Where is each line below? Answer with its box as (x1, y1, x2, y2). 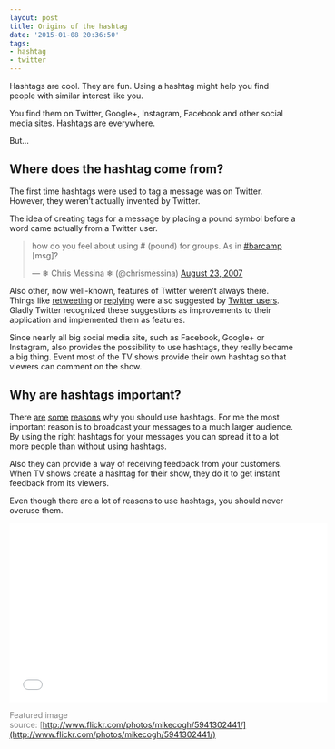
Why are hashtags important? (9, 388, 182, 403)
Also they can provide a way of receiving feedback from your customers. (9, 458, 282, 469)
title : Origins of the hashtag (9, 22, 128, 31)
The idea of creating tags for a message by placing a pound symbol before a (9, 213, 296, 224)
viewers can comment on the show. (9, 360, 143, 371)
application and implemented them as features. (9, 314, 186, 325)
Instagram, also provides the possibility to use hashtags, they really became (9, 341, 293, 352)
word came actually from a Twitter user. (9, 222, 159, 233)
